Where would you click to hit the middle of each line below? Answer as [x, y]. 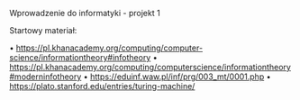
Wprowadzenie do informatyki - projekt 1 [85, 13]
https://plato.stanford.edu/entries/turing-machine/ [102, 86]
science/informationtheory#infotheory [80, 57]
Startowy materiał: [43, 30]
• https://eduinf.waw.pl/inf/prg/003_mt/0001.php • [177, 77]
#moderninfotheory [45, 77]
